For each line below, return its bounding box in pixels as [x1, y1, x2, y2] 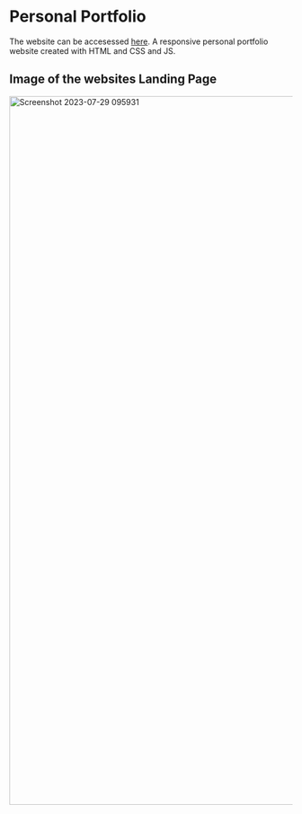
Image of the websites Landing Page [9, 72, 218, 87]
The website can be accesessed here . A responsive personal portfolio [9, 36, 269, 47]
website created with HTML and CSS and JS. [9, 45, 176, 56]
